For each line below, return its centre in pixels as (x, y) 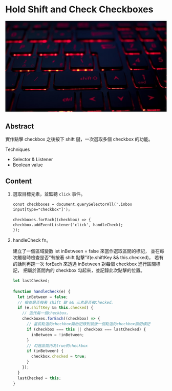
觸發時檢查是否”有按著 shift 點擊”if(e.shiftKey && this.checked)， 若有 (90, 258)
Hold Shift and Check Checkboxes (79, 9)
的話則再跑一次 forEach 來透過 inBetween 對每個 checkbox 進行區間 (84, 264)
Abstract (20, 126)
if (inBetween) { (45, 351)
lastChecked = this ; (39, 378)
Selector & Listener (33, 160)
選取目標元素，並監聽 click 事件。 (49, 194)
